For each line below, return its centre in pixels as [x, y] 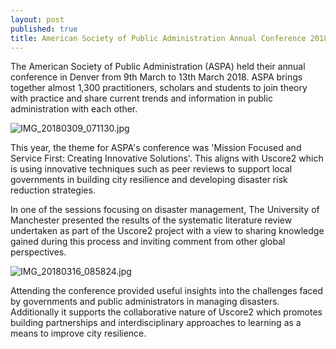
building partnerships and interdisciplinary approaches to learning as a [156, 323]
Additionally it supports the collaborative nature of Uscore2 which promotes [166, 312]
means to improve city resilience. [78, 333]
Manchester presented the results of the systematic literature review [151, 220]
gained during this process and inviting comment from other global [148, 242]
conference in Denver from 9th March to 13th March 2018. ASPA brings [156, 77]
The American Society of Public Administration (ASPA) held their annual [158, 67]
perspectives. [38, 252]
